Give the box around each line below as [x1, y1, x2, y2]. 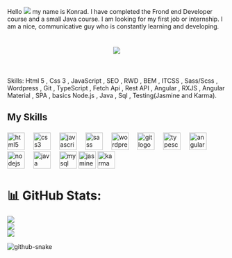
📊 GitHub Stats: [7, 188, 102, 204]
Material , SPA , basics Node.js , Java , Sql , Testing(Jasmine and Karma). [7, 91, 217, 99]
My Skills [7, 111, 48, 123]
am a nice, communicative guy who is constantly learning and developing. [7, 22, 219, 31]
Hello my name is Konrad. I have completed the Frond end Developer [7, 8, 213, 15]
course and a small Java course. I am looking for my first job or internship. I [7, 15, 223, 23]
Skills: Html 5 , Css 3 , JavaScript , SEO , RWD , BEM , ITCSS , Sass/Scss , [7, 76, 218, 85]
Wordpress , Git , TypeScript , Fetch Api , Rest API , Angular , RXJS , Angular [7, 83, 225, 92]
